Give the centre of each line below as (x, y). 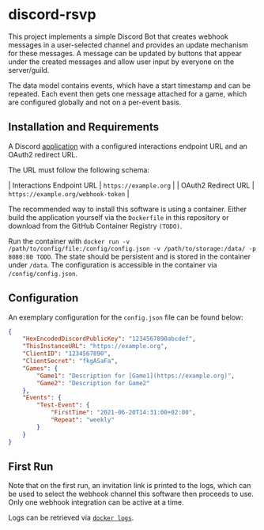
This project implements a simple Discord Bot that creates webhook (119, 36)
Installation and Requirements (84, 127)
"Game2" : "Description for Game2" (93, 383)
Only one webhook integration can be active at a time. (96, 502)
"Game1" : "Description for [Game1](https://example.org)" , (136, 376)
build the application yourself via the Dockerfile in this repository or (119, 217)
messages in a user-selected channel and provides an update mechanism (128, 44)
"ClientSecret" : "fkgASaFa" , (70, 362)
